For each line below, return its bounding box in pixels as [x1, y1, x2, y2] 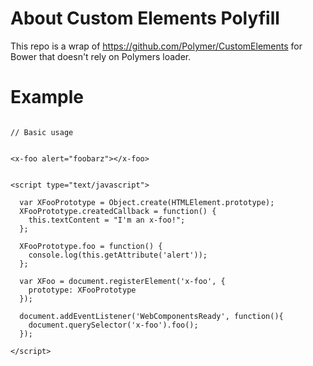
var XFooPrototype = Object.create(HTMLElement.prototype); [19, 197, 275, 207]
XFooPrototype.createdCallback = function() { [19, 206, 217, 216]
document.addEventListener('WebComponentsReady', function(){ [19, 311, 284, 321]
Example [10, 86, 84, 109]
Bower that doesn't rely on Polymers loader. [10, 50, 192, 62]
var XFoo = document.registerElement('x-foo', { [19, 276, 226, 286]
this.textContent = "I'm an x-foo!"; [28, 215, 186, 225]
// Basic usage [10, 127, 74, 137]
